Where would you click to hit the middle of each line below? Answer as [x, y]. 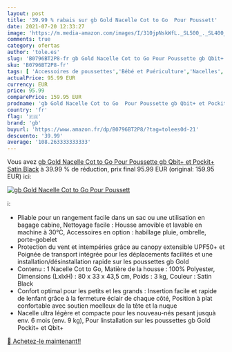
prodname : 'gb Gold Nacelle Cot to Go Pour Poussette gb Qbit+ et [106, 104]
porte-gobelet [37, 240]
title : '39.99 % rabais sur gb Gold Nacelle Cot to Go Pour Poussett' [112, 20]
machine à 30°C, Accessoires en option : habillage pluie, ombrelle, [112, 232]
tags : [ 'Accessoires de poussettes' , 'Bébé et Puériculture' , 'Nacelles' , [116, 71]
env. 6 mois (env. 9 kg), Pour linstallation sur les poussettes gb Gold [114, 321]
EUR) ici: [19, 176]
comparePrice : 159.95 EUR [44, 98]
